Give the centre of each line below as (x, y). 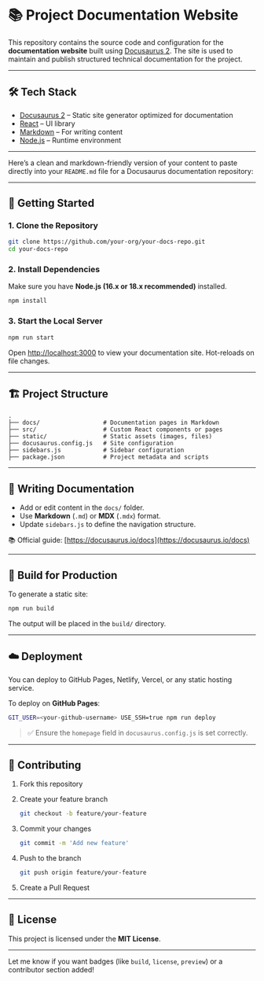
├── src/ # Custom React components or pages (115, 430)
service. (21, 688)
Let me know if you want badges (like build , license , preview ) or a (115, 961)
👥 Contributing (45, 765)
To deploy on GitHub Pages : (54, 703)
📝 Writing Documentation (71, 489)
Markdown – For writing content (71, 131)
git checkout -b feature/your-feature (83, 814)
